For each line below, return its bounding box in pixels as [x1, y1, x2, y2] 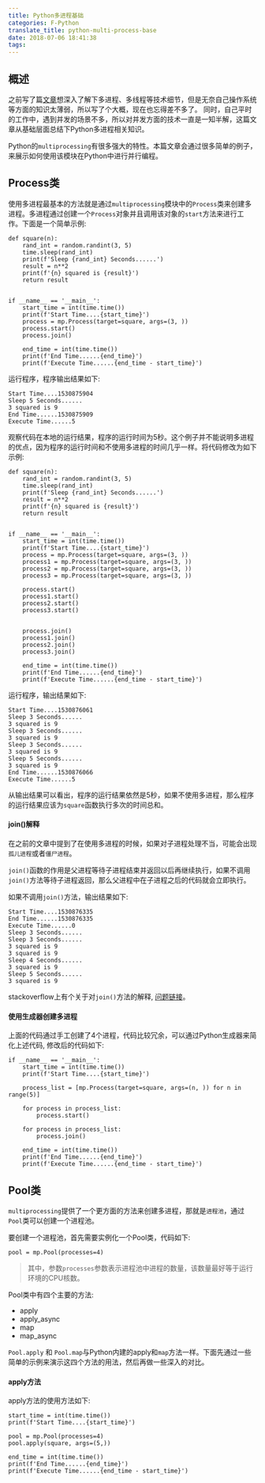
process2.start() [22, 599, 80, 607]
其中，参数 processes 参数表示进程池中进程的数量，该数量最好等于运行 [27, 1263, 254, 1273]
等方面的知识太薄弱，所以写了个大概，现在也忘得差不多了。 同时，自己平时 [8, 104, 252, 114]
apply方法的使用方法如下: [8, 1396, 91, 1405]
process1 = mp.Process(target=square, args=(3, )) [22, 558, 192, 566]
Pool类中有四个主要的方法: [8, 1290, 95, 1300]
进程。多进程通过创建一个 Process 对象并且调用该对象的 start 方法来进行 [8, 209, 237, 218]
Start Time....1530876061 [8, 706, 93, 714]
